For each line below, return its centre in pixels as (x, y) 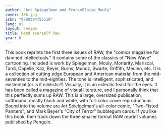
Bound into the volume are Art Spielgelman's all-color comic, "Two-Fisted (82, 106)
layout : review (21, 29)
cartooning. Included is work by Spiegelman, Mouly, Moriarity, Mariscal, (80, 63)
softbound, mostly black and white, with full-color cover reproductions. (79, 100)
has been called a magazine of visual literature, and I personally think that (82, 90)
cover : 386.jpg (21, 15)
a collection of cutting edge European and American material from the (78, 74)
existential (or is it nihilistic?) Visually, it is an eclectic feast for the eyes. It (81, 84)
